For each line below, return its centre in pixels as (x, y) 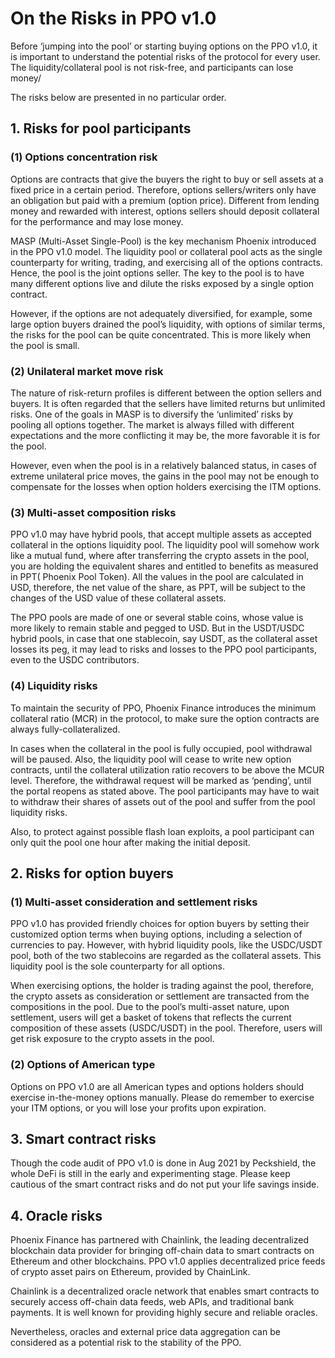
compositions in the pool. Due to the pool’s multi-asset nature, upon (150, 1007)
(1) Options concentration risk (84, 157)
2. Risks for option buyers (92, 873)
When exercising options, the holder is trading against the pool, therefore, (162, 986)
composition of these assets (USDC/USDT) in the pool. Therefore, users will (166, 1028)
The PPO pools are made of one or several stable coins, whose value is (157, 618)
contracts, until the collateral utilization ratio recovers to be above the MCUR (167, 769)
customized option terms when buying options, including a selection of (156, 934)
